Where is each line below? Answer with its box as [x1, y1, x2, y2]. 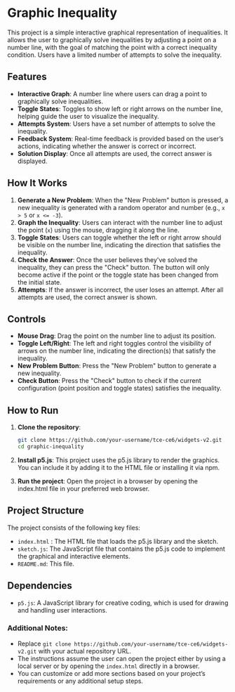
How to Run [7, 404, 59, 416]
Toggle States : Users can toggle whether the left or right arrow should [17, 233, 222, 242]
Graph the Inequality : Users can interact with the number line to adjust [17, 218, 223, 226]
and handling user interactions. [17, 606, 107, 614]
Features [7, 71, 47, 83]
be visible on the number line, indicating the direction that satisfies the [17, 240, 221, 249]
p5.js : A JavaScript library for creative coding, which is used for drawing [17, 599, 229, 607]
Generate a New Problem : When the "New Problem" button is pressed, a [17, 195, 229, 204]
